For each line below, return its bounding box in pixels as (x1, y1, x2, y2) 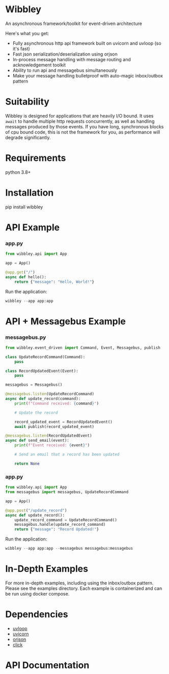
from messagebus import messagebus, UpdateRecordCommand (5, 490, 129, 495)
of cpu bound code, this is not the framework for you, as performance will (5, 129, 160, 135)
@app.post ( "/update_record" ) (5, 508, 67, 513)
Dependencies (5, 609, 68, 620)
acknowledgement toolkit (12, 62, 66, 68)
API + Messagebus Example (5, 315, 126, 327)
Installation (5, 187, 54, 198)
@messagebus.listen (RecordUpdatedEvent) (5, 433, 93, 439)
